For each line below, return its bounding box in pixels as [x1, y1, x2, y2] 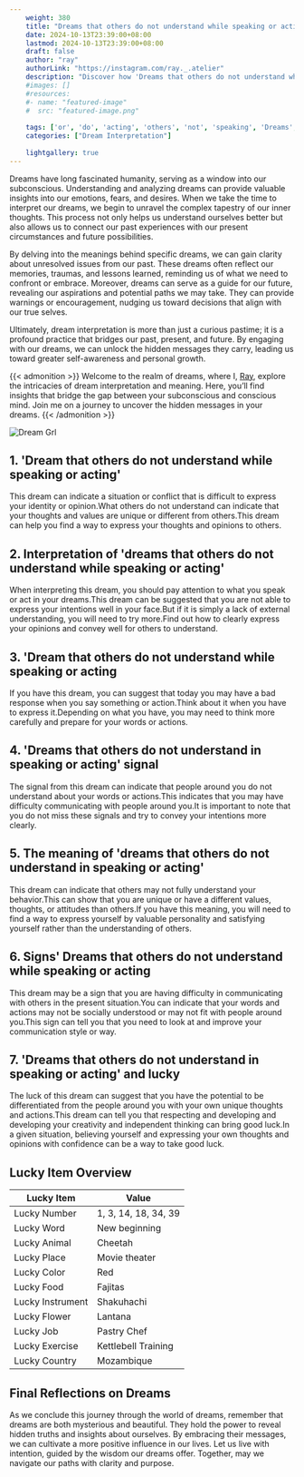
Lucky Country [14, 1355, 77, 1367]
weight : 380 [25, 13, 71, 23]
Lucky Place [14, 1251, 66, 1264]
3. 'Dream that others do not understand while [9, 650, 275, 665]
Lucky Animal [14, 1237, 71, 1249]
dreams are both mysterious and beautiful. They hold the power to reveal [9, 1419, 281, 1430]
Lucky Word [14, 1222, 65, 1235]
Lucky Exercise [14, 1340, 79, 1353]
